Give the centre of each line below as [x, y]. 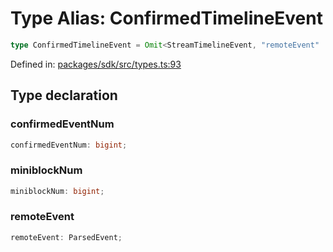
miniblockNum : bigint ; [57, 191]
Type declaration [64, 95]
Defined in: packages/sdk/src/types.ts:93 [96, 64]
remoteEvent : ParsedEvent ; [66, 237]
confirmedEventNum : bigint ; [69, 145]
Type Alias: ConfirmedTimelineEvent [166, 18]
